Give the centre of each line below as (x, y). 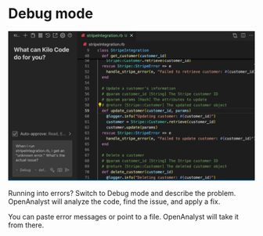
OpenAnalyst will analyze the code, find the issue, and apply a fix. (114, 202)
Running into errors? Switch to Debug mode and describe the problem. (122, 194)
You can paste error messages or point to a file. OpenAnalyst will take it (123, 217)
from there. (26, 225)
